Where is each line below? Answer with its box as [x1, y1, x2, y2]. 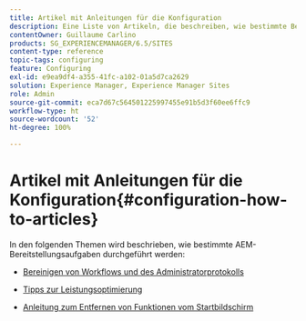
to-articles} [9, 209, 98, 230]
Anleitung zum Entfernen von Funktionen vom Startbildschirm [22, 301, 254, 312]
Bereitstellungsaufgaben [9, 248, 102, 259]
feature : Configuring [9, 65, 92, 74]
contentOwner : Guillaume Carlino [9, 30, 137, 39]
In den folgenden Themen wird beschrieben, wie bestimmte [9, 238, 234, 250]
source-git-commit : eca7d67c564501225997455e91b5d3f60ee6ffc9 [9, 97, 250, 107]
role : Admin [9, 89, 55, 98]
